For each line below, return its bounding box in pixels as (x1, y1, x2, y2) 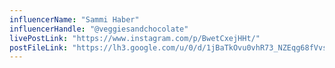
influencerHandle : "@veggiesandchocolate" (9, 24, 189, 34)
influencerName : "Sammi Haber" (9, 14, 140, 25)
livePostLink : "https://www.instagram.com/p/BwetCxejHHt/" (9, 33, 261, 43)
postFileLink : (9, 42, 69, 53)
